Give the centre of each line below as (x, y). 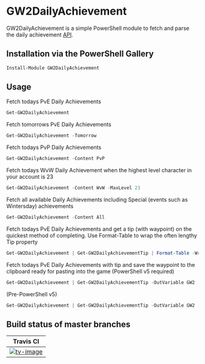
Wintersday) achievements (40, 206)
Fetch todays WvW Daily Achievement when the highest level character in (99, 170)
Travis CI (26, 341)
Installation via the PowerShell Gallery (80, 54)
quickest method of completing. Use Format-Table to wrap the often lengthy (102, 235)
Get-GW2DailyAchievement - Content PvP (56, 159)
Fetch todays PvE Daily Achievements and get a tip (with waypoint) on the (99, 229)
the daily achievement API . (40, 34)
